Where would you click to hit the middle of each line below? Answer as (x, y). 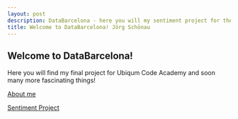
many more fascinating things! (51, 80)
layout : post (27, 14)
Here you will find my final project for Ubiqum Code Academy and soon (112, 73)
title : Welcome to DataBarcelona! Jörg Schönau (79, 27)
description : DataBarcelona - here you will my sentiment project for (114, 21)
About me (22, 94)
